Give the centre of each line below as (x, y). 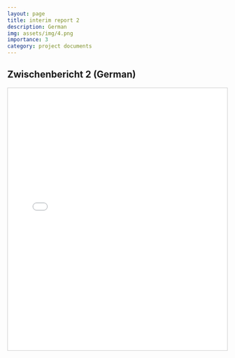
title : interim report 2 (43, 20)
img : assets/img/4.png (40, 33)
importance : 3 (28, 40)
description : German (37, 27)
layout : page (26, 14)
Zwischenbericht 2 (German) (72, 74)
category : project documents (50, 46)
